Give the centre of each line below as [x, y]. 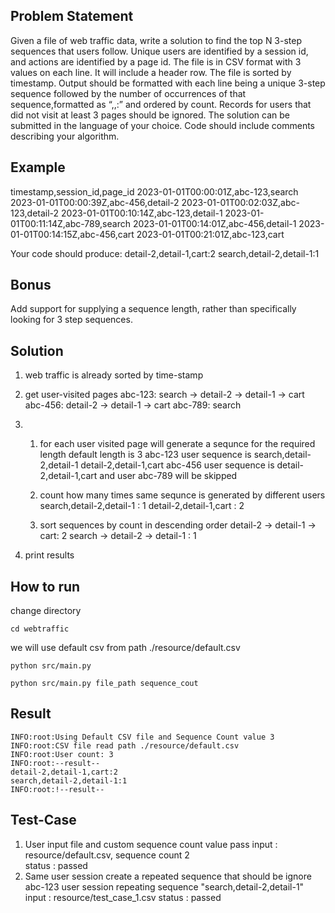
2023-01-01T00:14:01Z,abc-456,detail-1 [214, 223]
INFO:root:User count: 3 [62, 754]
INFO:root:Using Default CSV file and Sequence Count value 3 [142, 737]
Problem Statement [72, 16]
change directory [46, 611]
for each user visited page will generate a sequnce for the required [177, 444]
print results [49, 555]
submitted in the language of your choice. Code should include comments [162, 125]
